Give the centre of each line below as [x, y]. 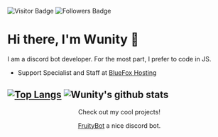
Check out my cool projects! [119, 112]
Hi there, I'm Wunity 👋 [73, 40]
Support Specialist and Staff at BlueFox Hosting [87, 72]
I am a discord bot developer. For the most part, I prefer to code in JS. [109, 59]
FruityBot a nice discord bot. [119, 125]
